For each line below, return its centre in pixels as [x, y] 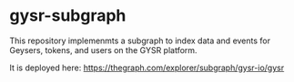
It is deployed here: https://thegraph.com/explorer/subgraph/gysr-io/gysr [147, 68]
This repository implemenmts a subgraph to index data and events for [140, 41]
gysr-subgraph [68, 16]
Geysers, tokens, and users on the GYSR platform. [103, 50]
